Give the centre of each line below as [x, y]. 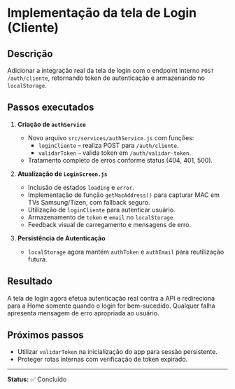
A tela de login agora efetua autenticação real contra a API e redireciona [111, 298]
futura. [37, 259]
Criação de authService [51, 124]
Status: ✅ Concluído [37, 379]
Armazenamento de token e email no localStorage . [101, 217]
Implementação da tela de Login [102, 13]
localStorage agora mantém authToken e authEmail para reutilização [126, 252]
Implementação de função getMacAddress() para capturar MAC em [124, 195]
